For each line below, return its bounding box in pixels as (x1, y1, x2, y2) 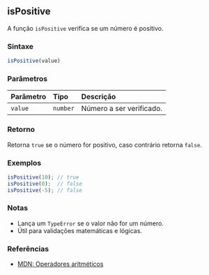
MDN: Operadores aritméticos (17, 260, 104, 268)
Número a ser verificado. (81, 104, 162, 114)
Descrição (81, 92, 116, 102)
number (52, 105, 75, 112)
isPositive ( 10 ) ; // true (7, 174, 79, 181)
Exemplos (7, 158, 42, 168)
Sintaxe (7, 41, 33, 51)
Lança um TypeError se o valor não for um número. (17, 219, 164, 228)
